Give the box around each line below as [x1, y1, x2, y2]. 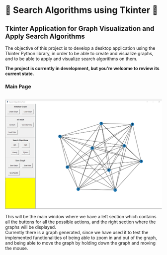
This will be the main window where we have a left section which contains [5, 214, 157, 220]
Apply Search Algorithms [5, 32, 85, 40]
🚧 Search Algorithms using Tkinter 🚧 [5, 4, 158, 16]
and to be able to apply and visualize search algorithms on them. [5, 56, 138, 62]
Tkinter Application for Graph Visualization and [5, 24, 155, 33]
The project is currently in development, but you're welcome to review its [5, 66, 160, 71]
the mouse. [5, 246, 28, 252]
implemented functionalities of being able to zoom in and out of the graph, [5, 235, 158, 241]
